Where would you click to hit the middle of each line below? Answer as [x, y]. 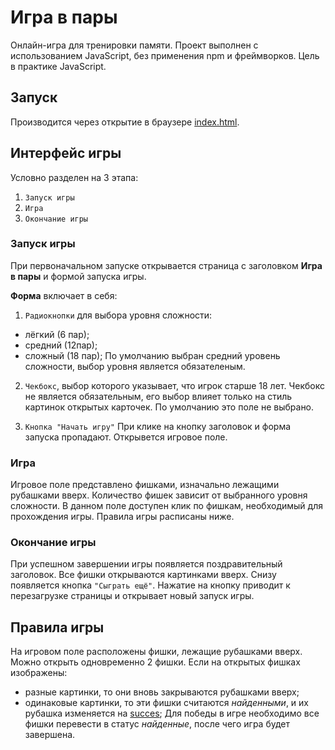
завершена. [50, 735]
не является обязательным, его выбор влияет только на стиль [158, 396]
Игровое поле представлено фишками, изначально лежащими [145, 485]
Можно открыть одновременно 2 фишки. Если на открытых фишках [155, 662]
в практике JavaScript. [58, 66]
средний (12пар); [61, 345]
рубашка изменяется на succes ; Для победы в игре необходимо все [172, 713]
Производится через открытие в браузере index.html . [125, 122]
